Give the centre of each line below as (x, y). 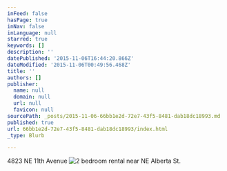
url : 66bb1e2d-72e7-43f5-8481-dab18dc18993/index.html (88, 129)
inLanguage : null (32, 33)
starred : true (28, 39)
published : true (30, 122)
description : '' (30, 52)
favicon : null (33, 110)
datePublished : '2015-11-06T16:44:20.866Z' (71, 59)
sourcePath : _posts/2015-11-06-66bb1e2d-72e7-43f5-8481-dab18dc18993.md (114, 116)
